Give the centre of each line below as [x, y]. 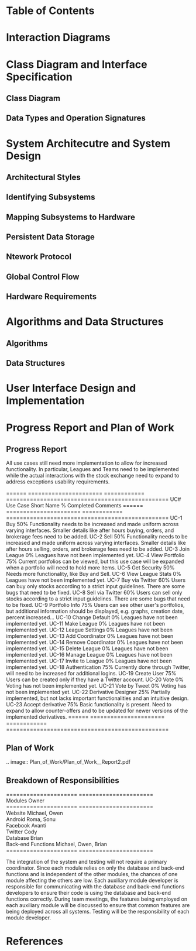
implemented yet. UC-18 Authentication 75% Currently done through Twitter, [98, 667]
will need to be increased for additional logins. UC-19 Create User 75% [91, 674]
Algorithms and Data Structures [85, 322]
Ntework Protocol [39, 257]
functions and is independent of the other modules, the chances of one [92, 874]
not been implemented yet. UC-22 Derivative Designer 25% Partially [88, 692]
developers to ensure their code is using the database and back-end [89, 893]
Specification [39, 77]
